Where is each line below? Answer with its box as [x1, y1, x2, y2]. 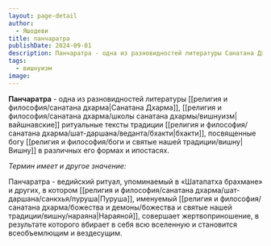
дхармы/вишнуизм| [169, 110, 238, 121]
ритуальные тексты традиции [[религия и [61, 119, 205, 129]
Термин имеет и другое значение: [8, 161, 127, 170]
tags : [8, 57, 27, 65]
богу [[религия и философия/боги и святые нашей [8, 136, 181, 146]
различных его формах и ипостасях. [44, 145, 169, 155]
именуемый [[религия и [135, 194, 219, 203]
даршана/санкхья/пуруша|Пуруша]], [8, 194, 135, 203]
